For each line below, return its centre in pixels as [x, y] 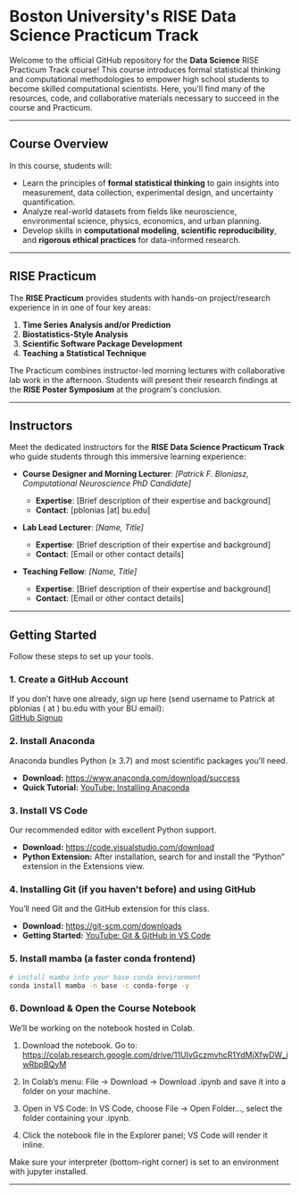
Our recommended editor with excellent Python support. [113, 830]
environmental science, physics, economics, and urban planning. [142, 221]
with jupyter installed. [49, 1171]
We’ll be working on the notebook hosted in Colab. [102, 1028]
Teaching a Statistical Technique [84, 353]
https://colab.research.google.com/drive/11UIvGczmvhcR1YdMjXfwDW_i [155, 1055]
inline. [33, 1144]
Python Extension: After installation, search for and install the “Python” [154, 857]
